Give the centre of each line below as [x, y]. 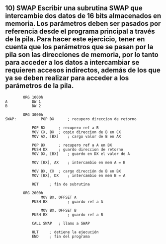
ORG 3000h [33, 115]
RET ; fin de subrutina [61, 184]
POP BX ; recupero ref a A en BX [72, 145]
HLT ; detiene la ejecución [65, 232]
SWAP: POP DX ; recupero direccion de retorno [71, 119]
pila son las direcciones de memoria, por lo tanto [82, 55]
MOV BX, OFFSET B [59, 210]
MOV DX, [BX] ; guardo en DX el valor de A [81, 154]
